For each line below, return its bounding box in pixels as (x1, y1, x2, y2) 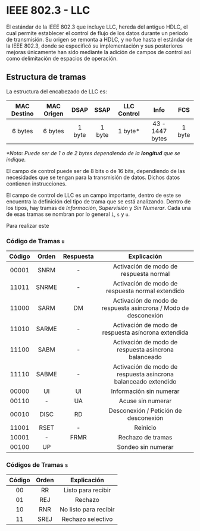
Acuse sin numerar (118, 397, 172, 405)
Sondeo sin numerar (117, 443, 174, 451)
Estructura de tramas (6, 72, 86, 82)
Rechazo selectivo (61, 515, 113, 523)
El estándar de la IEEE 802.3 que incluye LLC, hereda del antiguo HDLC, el (6, 23, 188, 30)
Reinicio (134, 423, 157, 432)
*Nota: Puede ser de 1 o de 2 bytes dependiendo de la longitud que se (6, 149, 180, 156)
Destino (11, 109, 34, 118)
